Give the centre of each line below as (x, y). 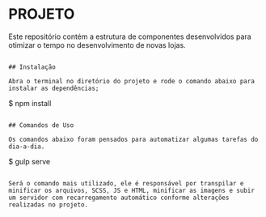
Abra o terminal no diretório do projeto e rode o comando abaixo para (131, 81)
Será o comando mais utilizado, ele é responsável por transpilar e (126, 183)
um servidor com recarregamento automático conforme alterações (119, 198)
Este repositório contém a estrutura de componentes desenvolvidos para (130, 36)
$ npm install (30, 103)
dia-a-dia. (27, 147)
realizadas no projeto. (49, 204)
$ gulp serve (30, 161)
